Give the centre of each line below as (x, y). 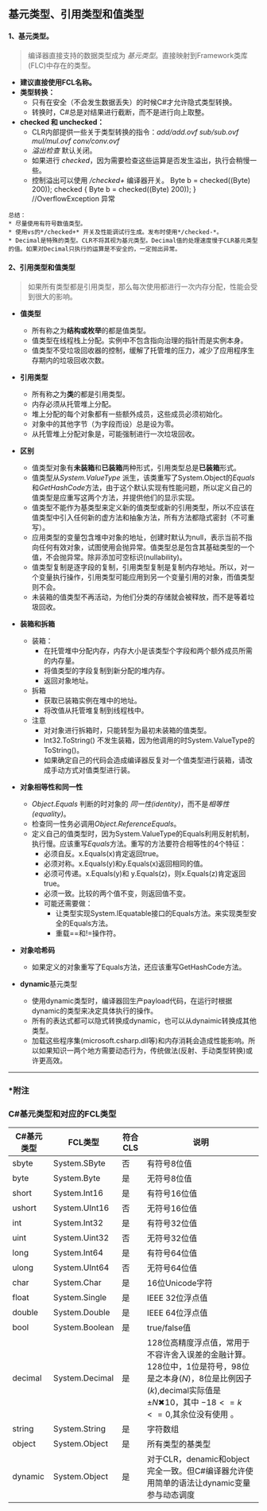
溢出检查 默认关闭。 (64, 150)
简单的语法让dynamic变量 (203, 1483)
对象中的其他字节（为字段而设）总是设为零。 (105, 423)
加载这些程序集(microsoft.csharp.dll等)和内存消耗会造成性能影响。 (140, 1040)
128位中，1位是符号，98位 (198, 1367)
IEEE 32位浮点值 (177, 1298)
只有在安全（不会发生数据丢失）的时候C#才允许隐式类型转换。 (134, 102)
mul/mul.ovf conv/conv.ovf (75, 141)
